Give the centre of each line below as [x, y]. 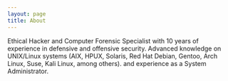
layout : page [27, 14]
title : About [27, 21]
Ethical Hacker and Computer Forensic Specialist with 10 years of [103, 40]
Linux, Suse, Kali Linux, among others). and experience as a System [107, 63]
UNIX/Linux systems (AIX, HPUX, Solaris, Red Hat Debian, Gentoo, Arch [113, 56]
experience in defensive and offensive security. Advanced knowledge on [114, 48]
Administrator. [28, 71]
